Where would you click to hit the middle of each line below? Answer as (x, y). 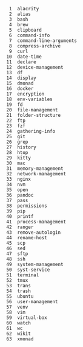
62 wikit (19, 334)
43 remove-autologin (34, 233)
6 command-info (29, 35)
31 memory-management (35, 169)
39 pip (16, 211)
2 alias (20, 14)
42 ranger (20, 227)
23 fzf (16, 126)
